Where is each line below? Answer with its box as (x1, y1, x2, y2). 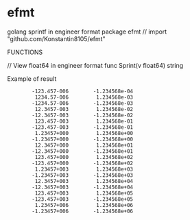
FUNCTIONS (7, 48, 43, 56)
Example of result (7, 74, 57, 83)
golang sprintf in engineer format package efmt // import (7, 27, 167, 36)
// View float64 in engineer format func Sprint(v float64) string (7, 61, 184, 69)
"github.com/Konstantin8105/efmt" (7, 34, 106, 42)
